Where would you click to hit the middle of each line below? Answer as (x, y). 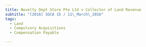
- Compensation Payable (34, 33)
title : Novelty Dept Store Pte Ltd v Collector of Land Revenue (73, 10)
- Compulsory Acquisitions (38, 28)
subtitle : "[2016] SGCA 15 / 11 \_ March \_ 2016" (54, 14)
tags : (11, 19)
